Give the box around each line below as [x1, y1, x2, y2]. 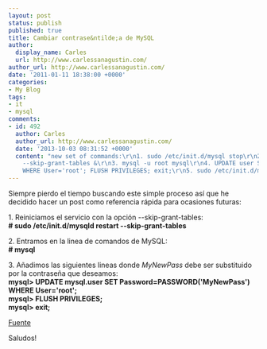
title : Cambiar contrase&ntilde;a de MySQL [8, 33, 155, 42]
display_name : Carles [15, 48, 87, 56]
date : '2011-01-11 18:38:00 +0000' [8, 71, 126, 79]
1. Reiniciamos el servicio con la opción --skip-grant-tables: [8, 212, 204, 222]
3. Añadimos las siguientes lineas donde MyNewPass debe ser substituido [8, 260, 253, 270]
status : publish [8, 19, 62, 27]
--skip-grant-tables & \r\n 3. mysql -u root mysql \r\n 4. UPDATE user [22, 160, 254, 168]
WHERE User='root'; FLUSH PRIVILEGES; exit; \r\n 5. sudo [22, 167, 212, 175]
